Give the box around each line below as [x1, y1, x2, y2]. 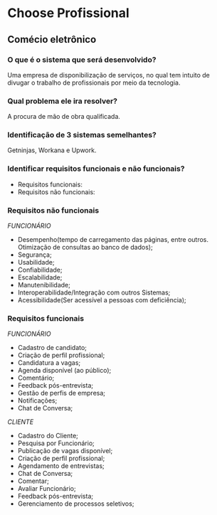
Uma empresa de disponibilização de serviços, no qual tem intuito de [7, 70, 210, 79]
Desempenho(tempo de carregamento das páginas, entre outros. [17, 235, 208, 244]
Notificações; [17, 396, 58, 405]
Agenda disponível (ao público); [17, 366, 112, 375]
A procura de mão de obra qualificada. [7, 112, 121, 121]
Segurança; [17, 250, 52, 259]
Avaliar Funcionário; [17, 484, 76, 493]
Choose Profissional [7, 5, 129, 21]
